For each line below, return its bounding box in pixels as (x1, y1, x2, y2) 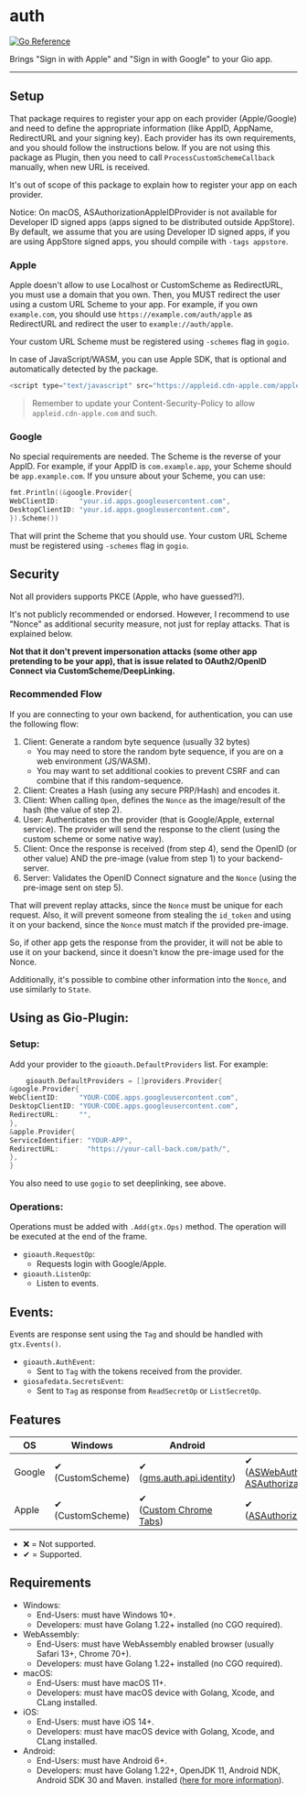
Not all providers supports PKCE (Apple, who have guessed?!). (9, 591, 245, 602)
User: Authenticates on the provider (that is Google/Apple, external (22, 813, 275, 824)
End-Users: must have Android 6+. (36, 1755, 167, 1766)
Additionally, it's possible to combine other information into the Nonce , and (9, 973, 287, 984)
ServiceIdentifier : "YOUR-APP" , (9, 1135, 132, 1144)
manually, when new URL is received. (9, 161, 151, 172)
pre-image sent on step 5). (22, 882, 124, 893)
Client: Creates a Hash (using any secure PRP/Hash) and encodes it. (22, 784, 281, 796)
